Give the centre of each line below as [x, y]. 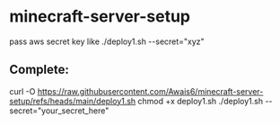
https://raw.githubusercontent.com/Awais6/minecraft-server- [150, 91]
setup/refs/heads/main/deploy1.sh [73, 101]
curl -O [22, 91]
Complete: [39, 70]
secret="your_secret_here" [59, 111]
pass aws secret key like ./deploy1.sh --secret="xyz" [107, 41]
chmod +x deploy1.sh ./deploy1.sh [200, 101]
